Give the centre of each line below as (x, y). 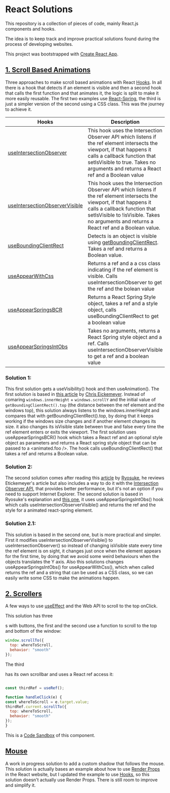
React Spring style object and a (125, 337)
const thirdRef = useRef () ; (35, 688)
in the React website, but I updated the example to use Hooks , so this (77, 774)
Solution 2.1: (21, 523)
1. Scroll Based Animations (48, 70)
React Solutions (39, 9)
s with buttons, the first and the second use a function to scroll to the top (81, 626)
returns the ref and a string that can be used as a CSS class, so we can (79, 572)
